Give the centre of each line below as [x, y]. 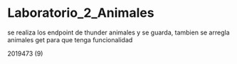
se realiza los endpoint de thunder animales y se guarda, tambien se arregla [118, 32]
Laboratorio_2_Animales [81, 13]
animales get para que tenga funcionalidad [70, 39]
